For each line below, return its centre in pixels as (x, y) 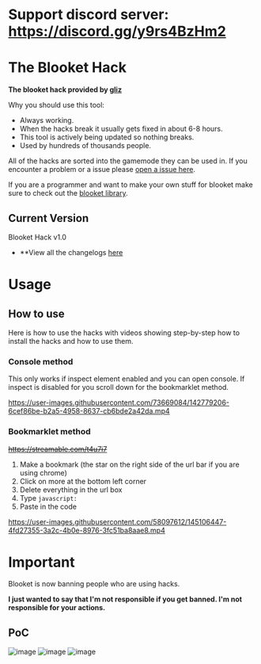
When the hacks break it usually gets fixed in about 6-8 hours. (121, 129)
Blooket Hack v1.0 (38, 237)
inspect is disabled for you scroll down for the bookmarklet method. (119, 387)
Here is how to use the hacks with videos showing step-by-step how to (124, 332)
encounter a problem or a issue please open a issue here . (102, 170)
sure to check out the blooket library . (68, 193)
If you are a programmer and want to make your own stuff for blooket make (130, 185)
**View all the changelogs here (71, 252)
